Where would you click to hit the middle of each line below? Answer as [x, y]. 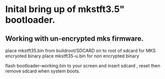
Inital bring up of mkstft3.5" [65, 9]
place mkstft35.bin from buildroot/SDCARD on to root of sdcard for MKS [80, 51]
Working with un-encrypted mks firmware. [74, 38]
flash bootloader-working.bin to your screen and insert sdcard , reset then [83, 66]
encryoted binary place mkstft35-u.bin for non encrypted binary [72, 56]
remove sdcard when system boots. [43, 71]
